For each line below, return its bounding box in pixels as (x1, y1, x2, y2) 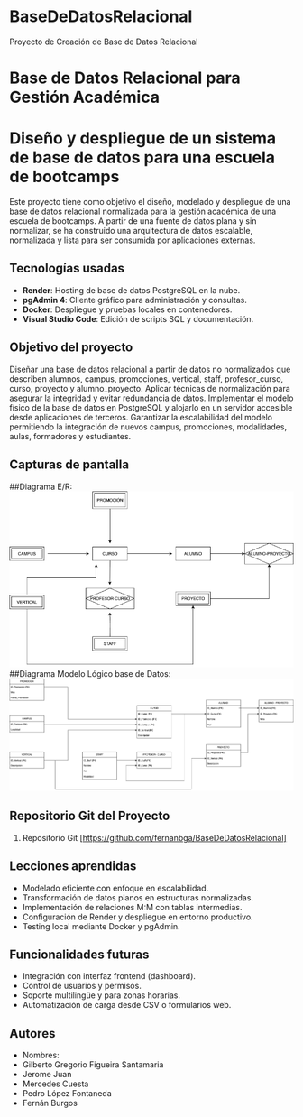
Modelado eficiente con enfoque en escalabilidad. (22, 882, 209, 893)
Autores (9, 1026, 56, 1041)
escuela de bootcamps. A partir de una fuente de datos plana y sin (9, 216, 257, 226)
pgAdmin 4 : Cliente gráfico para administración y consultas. (22, 294, 248, 305)
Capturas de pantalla (9, 457, 129, 473)
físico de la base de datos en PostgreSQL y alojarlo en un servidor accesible (9, 402, 293, 412)
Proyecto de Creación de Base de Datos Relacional (9, 36, 198, 47)
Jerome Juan (22, 1069, 72, 1080)
